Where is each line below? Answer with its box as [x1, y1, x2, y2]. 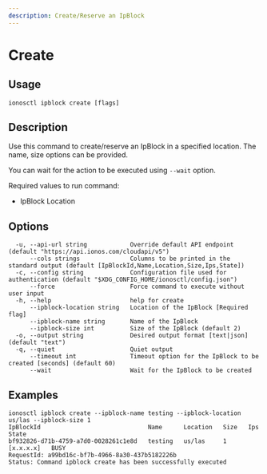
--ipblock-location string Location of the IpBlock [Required [29, 304, 249, 312]
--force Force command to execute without [29, 282, 245, 291]
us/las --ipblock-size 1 [8, 417, 91, 425]
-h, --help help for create [15, 297, 184, 305]
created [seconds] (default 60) [8, 360, 116, 368]
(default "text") [8, 338, 66, 347]
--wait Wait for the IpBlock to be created [29, 366, 252, 375]
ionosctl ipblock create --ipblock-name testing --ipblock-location [8, 409, 241, 417]
